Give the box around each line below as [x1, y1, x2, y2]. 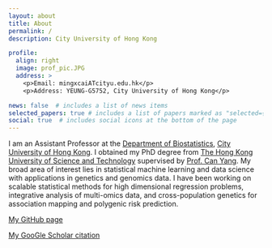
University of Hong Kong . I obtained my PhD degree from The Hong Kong [8, 148, 253, 157]
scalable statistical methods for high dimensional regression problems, [8, 182, 244, 191]
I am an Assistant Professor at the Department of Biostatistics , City [8, 139, 231, 148]
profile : [8, 49, 38, 58]
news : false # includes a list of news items [8, 101, 168, 109]
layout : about [8, 11, 57, 20]
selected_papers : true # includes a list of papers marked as [8, 109, 223, 118]
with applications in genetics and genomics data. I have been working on [8, 173, 252, 183]
